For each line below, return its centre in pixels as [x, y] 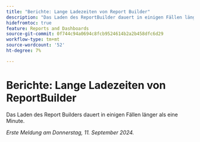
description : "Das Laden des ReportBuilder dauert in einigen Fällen [94, 17]
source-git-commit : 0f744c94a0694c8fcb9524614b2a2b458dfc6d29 [85, 34]
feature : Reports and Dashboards [48, 28]
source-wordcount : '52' [36, 45]
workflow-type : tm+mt [33, 39]
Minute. [15, 121]
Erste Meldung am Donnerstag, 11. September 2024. [70, 132]
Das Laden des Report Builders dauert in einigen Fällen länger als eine [92, 115]
